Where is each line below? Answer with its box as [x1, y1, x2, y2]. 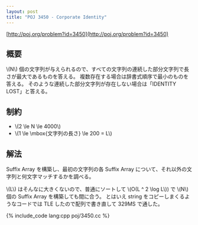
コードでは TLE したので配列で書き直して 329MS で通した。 [16, 200, 164, 207]
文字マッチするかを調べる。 [26, 172, 95, 180]
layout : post [6, 8, 38, 15]
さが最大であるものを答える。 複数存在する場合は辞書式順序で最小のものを [6, 73, 189, 80]
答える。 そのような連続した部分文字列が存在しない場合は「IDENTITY [6, 80, 176, 87]
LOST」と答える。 [6, 88, 51, 95]
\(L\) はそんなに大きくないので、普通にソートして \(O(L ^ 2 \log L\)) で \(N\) [6, 185, 189, 193]
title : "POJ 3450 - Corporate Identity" [6, 14, 108, 20]
